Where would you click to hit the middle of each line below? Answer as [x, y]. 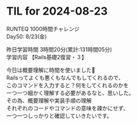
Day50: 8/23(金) [26, 36]
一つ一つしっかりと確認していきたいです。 [59, 116]
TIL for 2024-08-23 [57, 11]
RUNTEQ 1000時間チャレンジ [43, 29]
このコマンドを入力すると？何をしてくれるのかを [68, 85]
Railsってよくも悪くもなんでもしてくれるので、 [65, 77]
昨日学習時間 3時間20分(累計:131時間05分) [59, 49]
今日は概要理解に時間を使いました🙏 [51, 70]
